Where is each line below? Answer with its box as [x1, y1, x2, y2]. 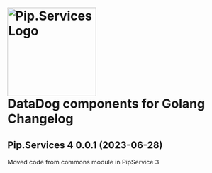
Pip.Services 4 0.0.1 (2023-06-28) [7, 139, 163, 151]
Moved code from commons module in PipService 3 [7, 158, 160, 166]
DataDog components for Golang [7, 96, 206, 112]
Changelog [7, 111, 74, 127]
